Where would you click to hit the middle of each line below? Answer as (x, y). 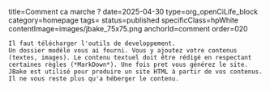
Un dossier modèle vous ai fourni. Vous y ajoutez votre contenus (123, 51)
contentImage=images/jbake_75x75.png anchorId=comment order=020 (129, 29)
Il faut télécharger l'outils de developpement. (92, 43)
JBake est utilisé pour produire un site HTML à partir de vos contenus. (136, 72)
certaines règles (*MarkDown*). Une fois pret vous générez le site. (129, 64)
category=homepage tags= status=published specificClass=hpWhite (124, 20)
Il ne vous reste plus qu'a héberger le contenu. (94, 79)
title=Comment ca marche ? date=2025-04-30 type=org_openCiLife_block (133, 12)
